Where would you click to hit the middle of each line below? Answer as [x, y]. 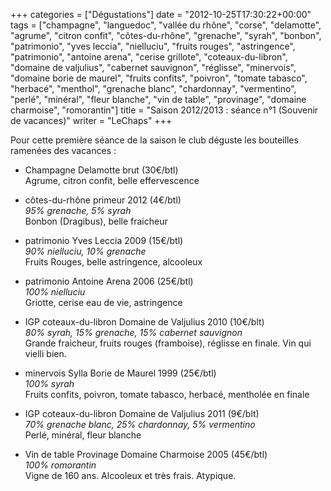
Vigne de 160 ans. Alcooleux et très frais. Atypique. [130, 475]
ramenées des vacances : [63, 150]
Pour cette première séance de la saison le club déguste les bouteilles [154, 140]
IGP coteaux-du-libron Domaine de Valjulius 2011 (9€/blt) [142, 413]
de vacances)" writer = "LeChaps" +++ [91, 120]
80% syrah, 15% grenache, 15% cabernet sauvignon [133, 332]
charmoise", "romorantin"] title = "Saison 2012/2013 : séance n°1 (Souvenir [164, 110]
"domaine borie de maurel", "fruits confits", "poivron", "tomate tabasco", [159, 78]
